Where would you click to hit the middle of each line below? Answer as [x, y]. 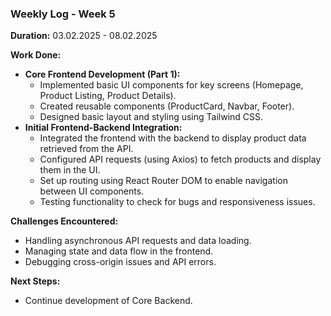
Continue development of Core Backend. [108, 301]
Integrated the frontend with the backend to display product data [173, 138]
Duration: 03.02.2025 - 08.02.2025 [84, 36]
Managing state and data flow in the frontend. [119, 251]
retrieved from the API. [86, 149]
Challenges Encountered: [64, 221]
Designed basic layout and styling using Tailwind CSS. [151, 117]
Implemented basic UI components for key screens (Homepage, [171, 85]
